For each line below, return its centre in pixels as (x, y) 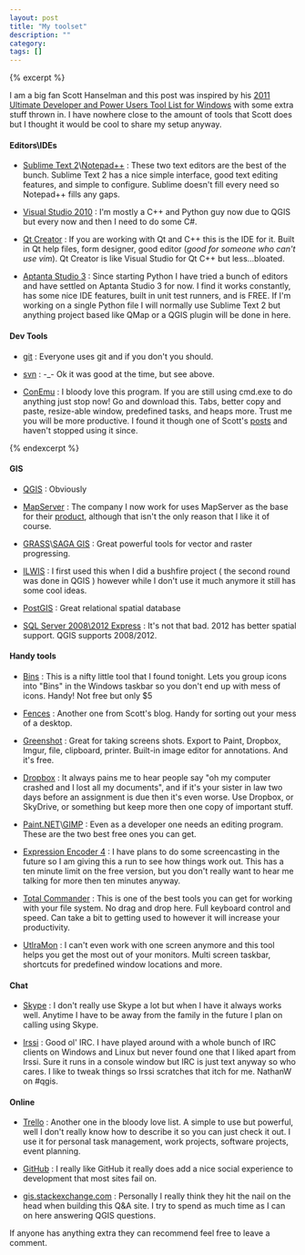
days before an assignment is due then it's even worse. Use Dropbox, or (158, 797)
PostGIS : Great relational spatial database (102, 607)
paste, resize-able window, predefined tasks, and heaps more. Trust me (158, 411)
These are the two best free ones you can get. (110, 833)
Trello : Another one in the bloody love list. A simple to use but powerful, (158, 1122)
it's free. (38, 760)
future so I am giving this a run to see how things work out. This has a (153, 861)
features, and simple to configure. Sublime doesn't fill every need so (151, 185)
